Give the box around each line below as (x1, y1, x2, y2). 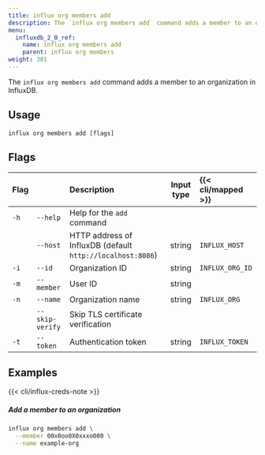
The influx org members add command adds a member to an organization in (8, 76, 256, 87)
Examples (8, 366, 58, 379)
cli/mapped (200, 184, 244, 195)
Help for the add (69, 207, 128, 218)
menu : (8, 26, 26, 34)
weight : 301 (8, 56, 47, 64)
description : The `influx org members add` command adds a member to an (8, 19, 252, 27)
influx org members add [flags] (8, 129, 114, 137)
